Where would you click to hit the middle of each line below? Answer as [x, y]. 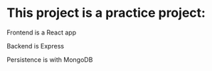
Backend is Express [36, 46]
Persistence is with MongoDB [50, 59]
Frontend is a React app [41, 32]
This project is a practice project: [106, 13]
